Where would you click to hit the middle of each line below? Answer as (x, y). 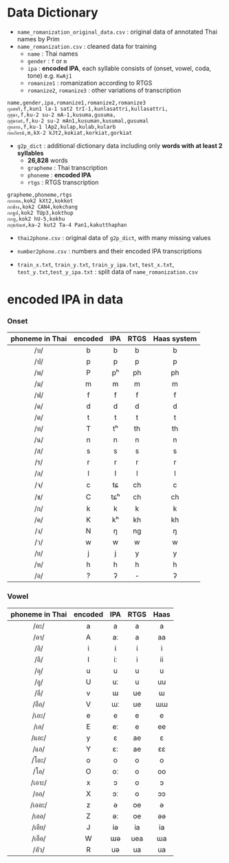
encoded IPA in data (65, 300)
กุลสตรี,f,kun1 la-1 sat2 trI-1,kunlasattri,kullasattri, (88, 109)
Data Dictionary (53, 13)
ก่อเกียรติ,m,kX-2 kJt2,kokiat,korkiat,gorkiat (70, 133)
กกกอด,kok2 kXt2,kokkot (40, 201)
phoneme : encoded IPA (59, 175)
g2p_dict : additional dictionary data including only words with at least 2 (120, 145)
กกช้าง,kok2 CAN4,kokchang (42, 207)
